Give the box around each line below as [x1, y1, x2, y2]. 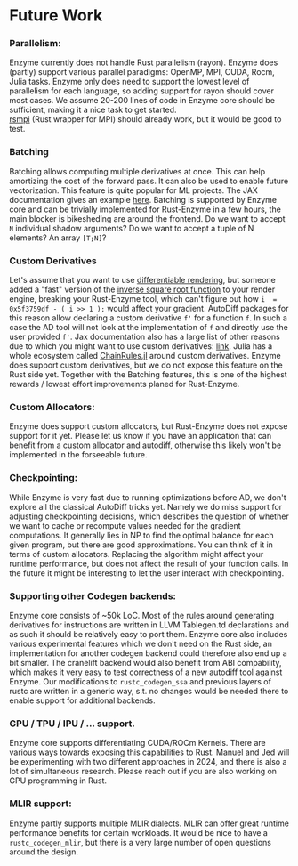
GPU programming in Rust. [9, 775, 108, 786]
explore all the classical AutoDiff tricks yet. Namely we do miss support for [9, 501, 283, 512]
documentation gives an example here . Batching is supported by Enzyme [9, 194, 278, 205]
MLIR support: [9, 797, 73, 810]
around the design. [9, 846, 78, 857]
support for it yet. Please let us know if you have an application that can [9, 431, 272, 441]
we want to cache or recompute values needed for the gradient [9, 520, 242, 530]
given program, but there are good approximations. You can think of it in [9, 539, 274, 550]
